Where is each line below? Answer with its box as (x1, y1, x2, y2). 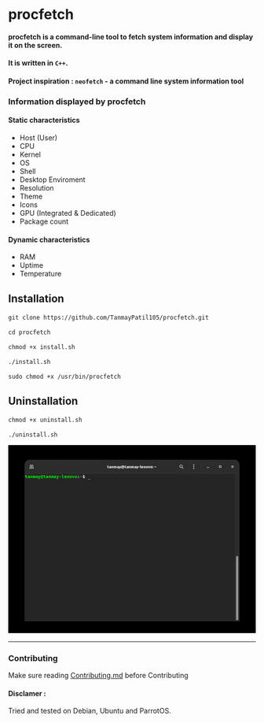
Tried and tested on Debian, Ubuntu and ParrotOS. (8, 706, 171, 716)
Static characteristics (8, 116, 80, 125)
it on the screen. (8, 40, 63, 50)
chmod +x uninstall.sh (8, 416, 82, 424)
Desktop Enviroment (19, 175, 86, 184)
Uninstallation (8, 394, 79, 407)
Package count (19, 217, 69, 226)
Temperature (19, 269, 62, 279)
